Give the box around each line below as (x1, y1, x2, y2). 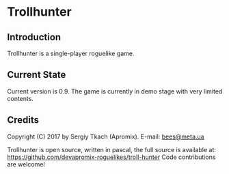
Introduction (7, 31, 62, 43)
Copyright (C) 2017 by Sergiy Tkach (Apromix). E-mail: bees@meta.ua (7, 132, 204, 141)
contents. (7, 94, 34, 102)
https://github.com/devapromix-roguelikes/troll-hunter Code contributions (7, 153, 216, 161)
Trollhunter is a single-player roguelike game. (7, 49, 135, 57)
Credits (7, 114, 40, 126)
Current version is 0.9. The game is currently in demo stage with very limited (7, 87, 223, 96)
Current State (7, 69, 66, 81)
